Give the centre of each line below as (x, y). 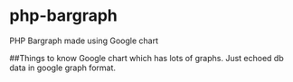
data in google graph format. (62, 68)
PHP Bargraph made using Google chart (84, 41)
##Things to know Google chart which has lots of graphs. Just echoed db (146, 58)
